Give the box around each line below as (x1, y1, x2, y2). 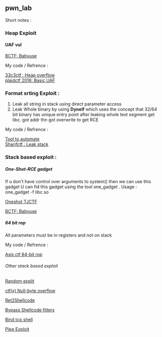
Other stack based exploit (5, 263, 58, 269)
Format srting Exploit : (5, 89, 60, 96)
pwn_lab (5, 4, 32, 12)
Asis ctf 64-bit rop (5, 252, 43, 258)
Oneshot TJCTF (5, 199, 38, 205)
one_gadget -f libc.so (5, 189, 49, 195)
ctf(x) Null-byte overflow (5, 288, 55, 294)
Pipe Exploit (5, 326, 30, 332)
